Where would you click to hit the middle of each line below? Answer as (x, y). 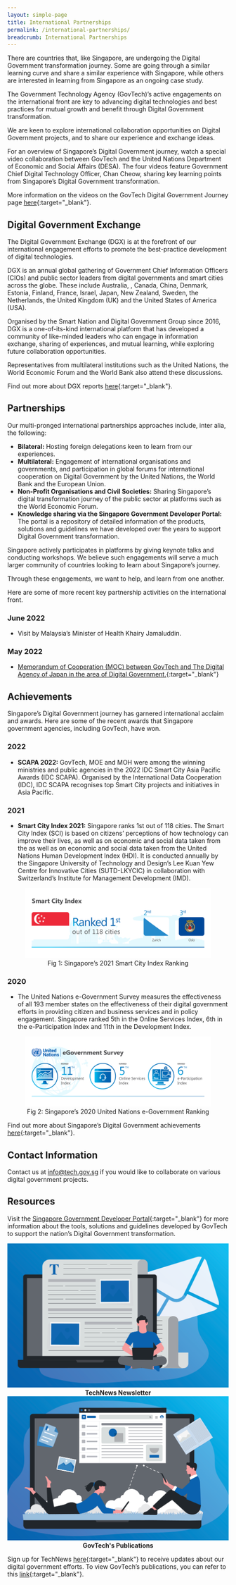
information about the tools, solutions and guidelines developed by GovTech (117, 1226)
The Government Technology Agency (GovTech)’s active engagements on (114, 94)
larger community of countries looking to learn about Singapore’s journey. (114, 565)
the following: (27, 433)
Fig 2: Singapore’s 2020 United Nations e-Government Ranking (118, 1112)
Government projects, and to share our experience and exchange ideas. (111, 138)
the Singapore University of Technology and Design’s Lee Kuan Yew (116, 863)
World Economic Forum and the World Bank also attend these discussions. (115, 373)
